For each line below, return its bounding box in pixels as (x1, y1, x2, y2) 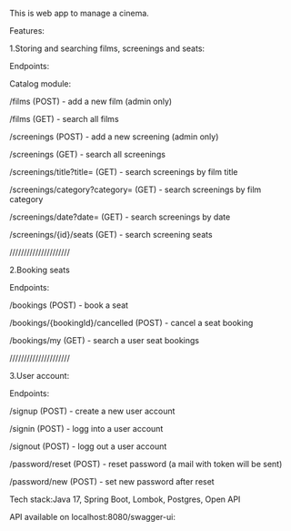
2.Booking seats (9, 264, 70, 275)
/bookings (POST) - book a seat (9, 300, 129, 311)
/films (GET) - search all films (9, 114, 120, 124)
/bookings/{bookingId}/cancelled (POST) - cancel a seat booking (9, 318, 254, 328)
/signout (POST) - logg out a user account (9, 441, 167, 452)
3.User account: (9, 371, 70, 381)
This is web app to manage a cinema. (9, 8, 150, 18)
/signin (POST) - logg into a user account (9, 424, 164, 434)
